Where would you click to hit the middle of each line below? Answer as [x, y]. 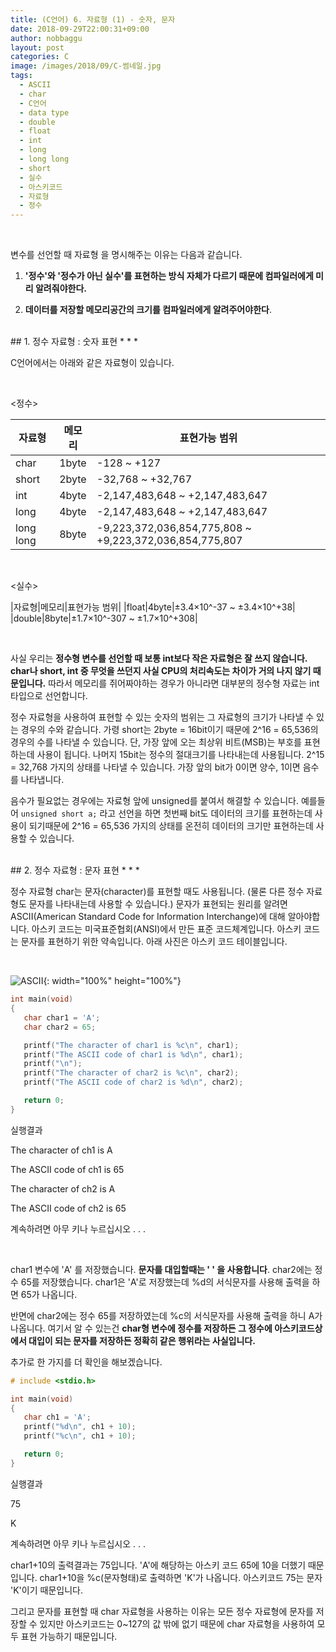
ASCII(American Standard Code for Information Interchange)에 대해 [148, 917]
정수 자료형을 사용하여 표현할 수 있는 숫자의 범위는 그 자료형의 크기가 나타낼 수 [162, 717]
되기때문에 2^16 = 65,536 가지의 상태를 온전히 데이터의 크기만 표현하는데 [171, 826]
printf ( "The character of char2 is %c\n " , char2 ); [131, 1073]
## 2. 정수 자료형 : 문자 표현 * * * [75, 870]
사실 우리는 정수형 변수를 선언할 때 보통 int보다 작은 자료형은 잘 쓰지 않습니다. [159, 658]
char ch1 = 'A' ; [57, 1417]
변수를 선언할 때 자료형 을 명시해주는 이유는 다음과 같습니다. [126, 255]
